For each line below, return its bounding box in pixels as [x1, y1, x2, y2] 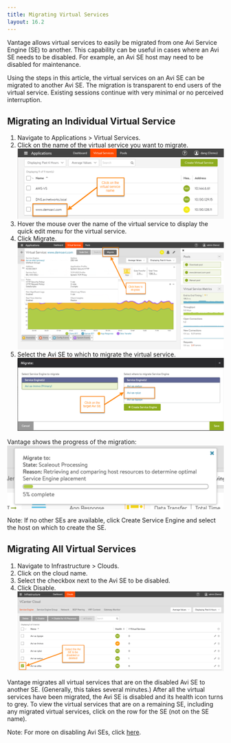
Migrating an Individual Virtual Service [7, 115, 176, 127]
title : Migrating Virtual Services [7, 11, 109, 18]
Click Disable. [16, 583, 56, 592]
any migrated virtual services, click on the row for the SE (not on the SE [7, 707, 210, 715]
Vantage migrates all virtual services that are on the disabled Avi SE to [7, 678, 206, 686]
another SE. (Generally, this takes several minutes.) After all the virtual [7, 685, 205, 693]
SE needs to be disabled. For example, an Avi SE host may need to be [7, 52, 204, 61]
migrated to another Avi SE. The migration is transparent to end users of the [7, 81, 221, 89]
